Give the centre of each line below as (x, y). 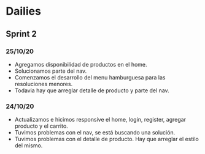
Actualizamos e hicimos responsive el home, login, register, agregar (100, 120)
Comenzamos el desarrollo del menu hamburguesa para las (90, 77)
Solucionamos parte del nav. (51, 71)
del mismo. (29, 145)
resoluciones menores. (44, 84)
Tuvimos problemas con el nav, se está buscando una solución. (95, 133)
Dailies (23, 11)
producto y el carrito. (41, 126)
